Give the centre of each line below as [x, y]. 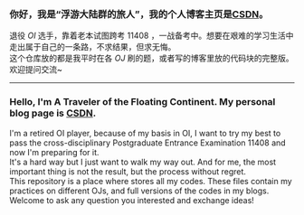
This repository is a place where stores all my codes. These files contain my [151, 181]
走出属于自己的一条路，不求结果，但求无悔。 [93, 47]
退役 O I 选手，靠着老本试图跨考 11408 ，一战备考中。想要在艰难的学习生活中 [152, 36]
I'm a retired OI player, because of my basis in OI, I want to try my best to [145, 133]
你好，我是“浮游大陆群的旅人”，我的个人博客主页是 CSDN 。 [139, 14]
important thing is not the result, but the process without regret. [128, 171]
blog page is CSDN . [53, 113]
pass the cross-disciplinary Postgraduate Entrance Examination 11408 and [148, 143]
